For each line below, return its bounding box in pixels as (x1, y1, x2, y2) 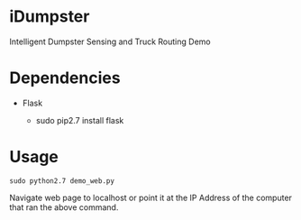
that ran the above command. (9, 201, 119, 213)
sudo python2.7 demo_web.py (9, 176, 115, 186)
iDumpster (9, 6, 90, 27)
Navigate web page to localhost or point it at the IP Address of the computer (9, 192, 293, 203)
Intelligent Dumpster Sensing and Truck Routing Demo (9, 36, 211, 47)
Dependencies (9, 68, 121, 88)
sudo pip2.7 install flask (35, 115, 124, 125)
